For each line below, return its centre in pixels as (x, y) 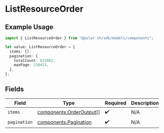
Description (145, 103)
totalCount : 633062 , (35, 60)
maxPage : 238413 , (31, 65)
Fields (15, 89)
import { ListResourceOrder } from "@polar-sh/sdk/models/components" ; (79, 38)
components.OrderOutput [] (69, 112)
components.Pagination (64, 122)
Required (116, 103)
